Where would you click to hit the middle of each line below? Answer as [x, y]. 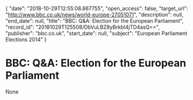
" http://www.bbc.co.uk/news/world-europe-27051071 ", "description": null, [94, 15]
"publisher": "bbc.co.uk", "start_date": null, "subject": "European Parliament [96, 33]
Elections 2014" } [26, 39]
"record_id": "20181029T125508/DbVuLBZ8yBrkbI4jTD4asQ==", [83, 27]
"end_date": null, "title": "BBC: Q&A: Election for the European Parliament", [95, 21]
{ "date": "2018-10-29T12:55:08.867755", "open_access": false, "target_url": [97, 8]
